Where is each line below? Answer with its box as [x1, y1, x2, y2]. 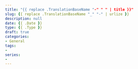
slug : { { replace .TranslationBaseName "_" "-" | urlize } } [5, 12, 130, 17]
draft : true [5, 30, 29, 34]
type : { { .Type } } [5, 25, 42, 30]
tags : [5, 43, 16, 48]
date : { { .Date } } [5, 20, 42, 26]
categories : [5, 34, 29, 39]
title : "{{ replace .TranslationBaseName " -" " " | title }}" [5, 7, 134, 12]
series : [5, 52, 21, 57]
